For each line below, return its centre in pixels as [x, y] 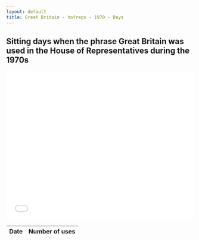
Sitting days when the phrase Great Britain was [95, 41]
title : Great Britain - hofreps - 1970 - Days [65, 17]
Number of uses [52, 232]
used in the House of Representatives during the [98, 50]
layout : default [26, 12]
